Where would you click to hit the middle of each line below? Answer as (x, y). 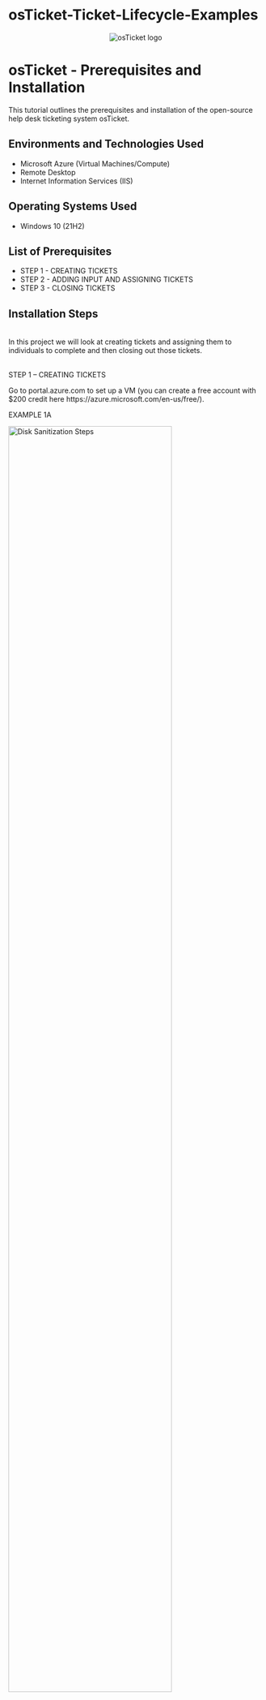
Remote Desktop (48, 172)
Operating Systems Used (73, 207)
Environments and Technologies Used (106, 144)
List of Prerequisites (60, 251)
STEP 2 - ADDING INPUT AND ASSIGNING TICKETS (107, 280)
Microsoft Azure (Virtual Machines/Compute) (95, 163)
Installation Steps (53, 314)
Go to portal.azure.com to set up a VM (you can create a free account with (132, 390)
